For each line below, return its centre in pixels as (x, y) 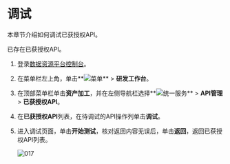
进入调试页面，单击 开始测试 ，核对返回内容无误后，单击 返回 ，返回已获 (117, 131)
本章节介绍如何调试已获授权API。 (54, 34)
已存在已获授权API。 (36, 49)
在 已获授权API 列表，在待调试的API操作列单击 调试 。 (90, 116)
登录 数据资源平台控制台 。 (53, 63)
